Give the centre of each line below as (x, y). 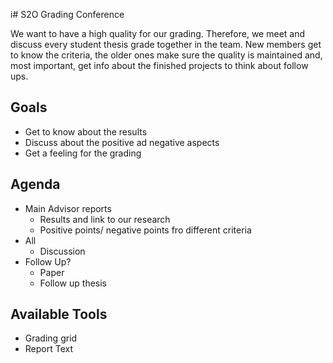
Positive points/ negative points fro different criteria (145, 230)
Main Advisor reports (68, 208)
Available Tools (59, 314)
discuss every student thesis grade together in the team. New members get (166, 44)
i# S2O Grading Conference (67, 14)
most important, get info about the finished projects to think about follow (159, 65)
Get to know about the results (86, 131)
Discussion (62, 251)
